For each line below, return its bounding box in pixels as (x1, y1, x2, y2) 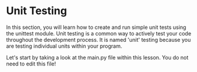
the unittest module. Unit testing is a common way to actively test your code (6, 30, 192, 37)
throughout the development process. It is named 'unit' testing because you (6, 36, 191, 43)
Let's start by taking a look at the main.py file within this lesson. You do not (6, 54, 189, 61)
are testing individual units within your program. (6, 42, 122, 50)
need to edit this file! (6, 60, 56, 67)
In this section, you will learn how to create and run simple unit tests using (6, 24, 186, 31)
